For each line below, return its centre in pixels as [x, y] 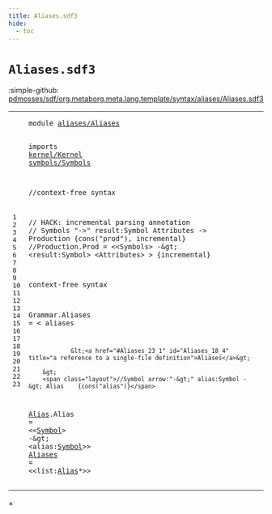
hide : [17, 23]
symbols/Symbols [59, 162]
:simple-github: [34, 91]
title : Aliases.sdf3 [43, 16]
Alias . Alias [51, 414]
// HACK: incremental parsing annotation [109, 223]
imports [43, 146]
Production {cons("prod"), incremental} [107, 239]
